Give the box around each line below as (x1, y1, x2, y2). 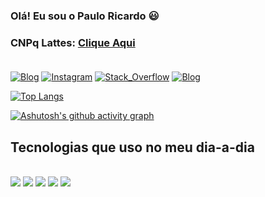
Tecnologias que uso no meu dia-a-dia (10, 139, 255, 156)
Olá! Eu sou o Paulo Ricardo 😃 (10, 9, 160, 23)
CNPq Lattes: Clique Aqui (10, 35, 136, 49)
